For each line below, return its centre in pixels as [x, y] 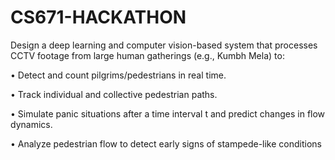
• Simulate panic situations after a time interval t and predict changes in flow [168, 113]
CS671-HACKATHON [98, 17]
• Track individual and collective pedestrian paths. [114, 94]
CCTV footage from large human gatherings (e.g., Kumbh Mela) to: [147, 55]
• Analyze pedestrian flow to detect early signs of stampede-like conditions [166, 143]
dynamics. [31, 124]
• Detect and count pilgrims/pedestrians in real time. [118, 75]
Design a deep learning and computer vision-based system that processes [164, 45]
